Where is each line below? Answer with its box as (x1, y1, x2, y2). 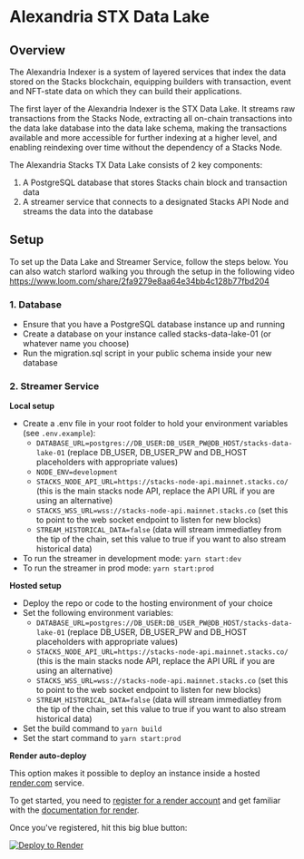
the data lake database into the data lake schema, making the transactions (9, 122, 288, 133)
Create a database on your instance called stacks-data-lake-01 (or (22, 328, 272, 339)
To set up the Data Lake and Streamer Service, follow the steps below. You (9, 256, 289, 267)
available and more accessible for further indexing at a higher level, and (9, 132, 278, 142)
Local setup (9, 401, 54, 412)
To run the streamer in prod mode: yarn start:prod (22, 562, 215, 573)
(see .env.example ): (22, 428, 96, 439)
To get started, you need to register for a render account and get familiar (9, 796, 281, 806)
